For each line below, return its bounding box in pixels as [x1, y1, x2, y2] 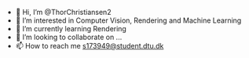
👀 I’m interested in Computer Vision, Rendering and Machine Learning [15, 16, 242, 25]
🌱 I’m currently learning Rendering [15, 24, 127, 33]
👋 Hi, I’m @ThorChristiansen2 [15, 8, 112, 16]
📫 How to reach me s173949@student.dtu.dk [15, 42, 164, 50]
